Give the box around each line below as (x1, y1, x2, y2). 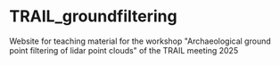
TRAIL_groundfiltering (9, 6, 177, 27)
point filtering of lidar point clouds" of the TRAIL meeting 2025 (9, 45, 239, 55)
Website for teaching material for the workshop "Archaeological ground (9, 36, 272, 46)
